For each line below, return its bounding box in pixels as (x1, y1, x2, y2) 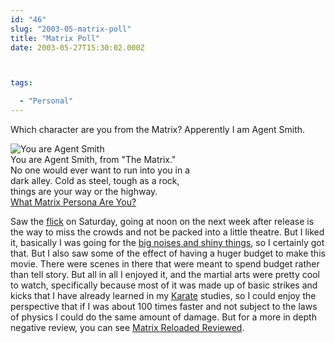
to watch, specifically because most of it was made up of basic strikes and (10, 279, 318, 291)
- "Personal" (19, 96, 74, 106)
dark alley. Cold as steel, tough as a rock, (10, 175, 180, 186)
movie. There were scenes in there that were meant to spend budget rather (10, 258, 320, 270)
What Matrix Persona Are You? (10, 196, 137, 208)
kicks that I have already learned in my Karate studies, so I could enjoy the (10, 290, 317, 301)
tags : (10, 78, 33, 88)
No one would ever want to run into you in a (10, 164, 191, 176)
